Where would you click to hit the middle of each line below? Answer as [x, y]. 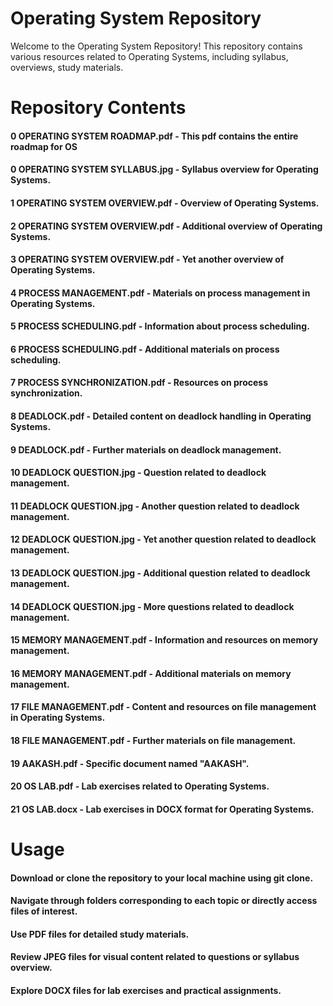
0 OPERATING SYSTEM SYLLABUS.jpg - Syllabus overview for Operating [164, 169]
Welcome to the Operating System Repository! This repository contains [156, 46]
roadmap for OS [44, 146]
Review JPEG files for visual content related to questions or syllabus [155, 957]
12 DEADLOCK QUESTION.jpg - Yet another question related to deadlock [163, 539]
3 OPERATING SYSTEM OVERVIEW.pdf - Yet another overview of [147, 259]
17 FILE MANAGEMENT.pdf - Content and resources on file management [163, 707]
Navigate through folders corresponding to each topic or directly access [164, 901]
